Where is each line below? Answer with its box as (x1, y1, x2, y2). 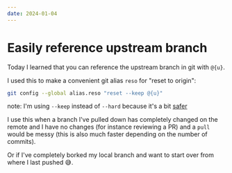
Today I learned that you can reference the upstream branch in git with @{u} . (7, 63, 226, 71)
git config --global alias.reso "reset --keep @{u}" (7, 89, 163, 97)
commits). (7, 138, 36, 146)
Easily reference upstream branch (7, 39, 208, 55)
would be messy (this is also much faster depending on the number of (7, 130, 208, 138)
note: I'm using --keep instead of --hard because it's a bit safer (7, 102, 188, 111)
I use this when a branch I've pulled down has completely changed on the (7, 116, 218, 124)
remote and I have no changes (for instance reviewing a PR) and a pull (7, 122, 210, 131)
